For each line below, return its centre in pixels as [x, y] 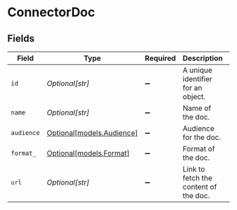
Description [203, 58]
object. [194, 97]
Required [160, 58]
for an [192, 88]
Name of [197, 108]
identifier [197, 79]
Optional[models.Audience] [92, 133]
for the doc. [202, 137]
